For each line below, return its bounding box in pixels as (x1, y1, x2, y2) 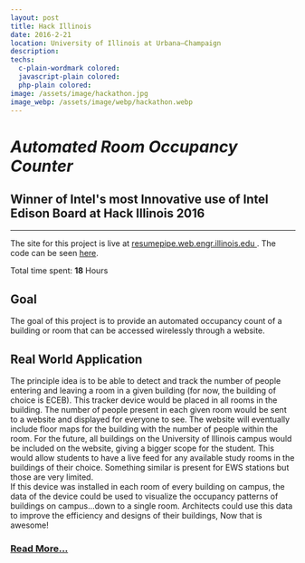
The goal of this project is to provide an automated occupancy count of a (10, 316, 283, 327)
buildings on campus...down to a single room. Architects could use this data (10, 501, 293, 511)
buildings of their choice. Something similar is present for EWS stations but (10, 463, 290, 472)
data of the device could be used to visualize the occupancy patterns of (10, 491, 279, 501)
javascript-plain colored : (18, 72, 120, 81)
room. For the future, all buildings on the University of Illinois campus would (10, 434, 292, 444)
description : (10, 47, 60, 56)
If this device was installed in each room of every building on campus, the (10, 482, 285, 491)
